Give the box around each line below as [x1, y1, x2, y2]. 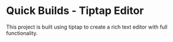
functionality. [6, 29, 38, 36]
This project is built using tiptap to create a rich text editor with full [6, 23, 168, 30]
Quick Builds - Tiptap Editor [6, 4, 144, 17]
